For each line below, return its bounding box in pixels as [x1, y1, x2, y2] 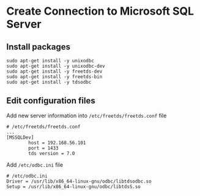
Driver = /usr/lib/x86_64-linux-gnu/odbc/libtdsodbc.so [6, 178, 152, 184]
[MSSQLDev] [6, 134, 34, 140]
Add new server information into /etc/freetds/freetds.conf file [6, 112, 167, 119]
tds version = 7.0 [28, 150, 75, 156]
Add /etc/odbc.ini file [6, 161, 63, 169]
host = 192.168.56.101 [28, 139, 86, 146]
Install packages [6, 42, 70, 52]
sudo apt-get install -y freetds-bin [6, 74, 103, 80]
